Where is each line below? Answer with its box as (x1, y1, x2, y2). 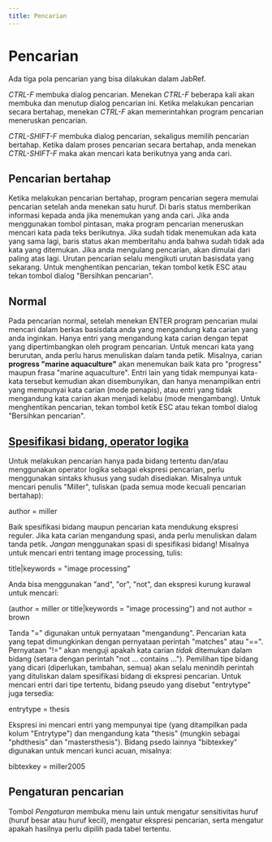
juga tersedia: (8, 689, 54, 698)
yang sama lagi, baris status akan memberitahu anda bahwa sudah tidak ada (8, 236, 265, 246)
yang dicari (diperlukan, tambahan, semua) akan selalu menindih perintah (8, 663, 254, 672)
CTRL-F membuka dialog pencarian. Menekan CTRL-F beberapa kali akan (8, 89, 255, 99)
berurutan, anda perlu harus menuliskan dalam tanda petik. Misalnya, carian (8, 351, 262, 361)
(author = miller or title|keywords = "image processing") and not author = (8, 604, 253, 613)
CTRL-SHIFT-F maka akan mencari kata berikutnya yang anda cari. (8, 148, 232, 158)
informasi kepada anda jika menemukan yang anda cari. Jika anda (8, 210, 230, 220)
